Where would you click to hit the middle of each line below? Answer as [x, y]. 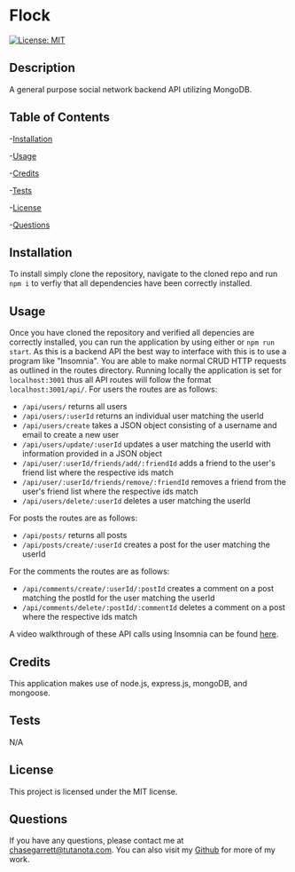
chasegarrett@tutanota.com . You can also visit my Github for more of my [143, 850]
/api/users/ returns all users [74, 407]
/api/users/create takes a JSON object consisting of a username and [149, 425]
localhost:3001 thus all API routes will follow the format [110, 380]
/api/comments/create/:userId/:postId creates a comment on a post [148, 589]
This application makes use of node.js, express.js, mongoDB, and [128, 683]
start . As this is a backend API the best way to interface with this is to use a [148, 352]
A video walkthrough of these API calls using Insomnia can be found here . [144, 634]
